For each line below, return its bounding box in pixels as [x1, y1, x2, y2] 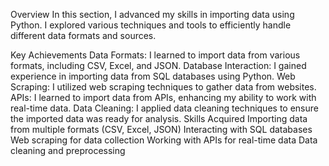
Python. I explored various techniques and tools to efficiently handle [10, 19, 292, 31]
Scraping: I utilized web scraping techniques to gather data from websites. [10, 81, 317, 93]
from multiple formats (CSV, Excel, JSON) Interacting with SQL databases [10, 124, 313, 135]
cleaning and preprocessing [10, 145, 126, 156]
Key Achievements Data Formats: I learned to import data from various [10, 49, 301, 61]
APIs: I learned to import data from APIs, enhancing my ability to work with [10, 92, 317, 103]
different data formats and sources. [10, 30, 157, 41]
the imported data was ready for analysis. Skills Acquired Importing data [10, 113, 308, 124]
